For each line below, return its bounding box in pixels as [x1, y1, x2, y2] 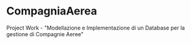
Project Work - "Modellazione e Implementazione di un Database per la [6, 24, 185, 31]
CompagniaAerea [6, 4, 98, 18]
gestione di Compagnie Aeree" [6, 30, 84, 37]
